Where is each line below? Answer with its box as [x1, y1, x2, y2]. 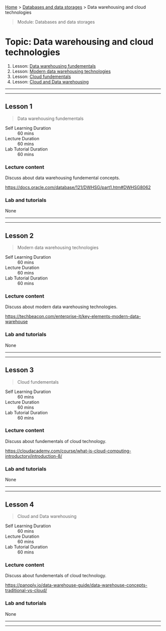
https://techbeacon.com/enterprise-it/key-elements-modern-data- [5, 314, 141, 319]
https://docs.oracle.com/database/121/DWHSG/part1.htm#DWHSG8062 [5, 185, 151, 191]
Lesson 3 [5, 366, 34, 374]
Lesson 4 [5, 500, 35, 509]
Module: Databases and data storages [17, 19, 95, 25]
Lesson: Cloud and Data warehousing [12, 79, 89, 84]
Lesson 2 [5, 232, 34, 240]
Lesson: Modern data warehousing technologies [12, 68, 111, 74]
